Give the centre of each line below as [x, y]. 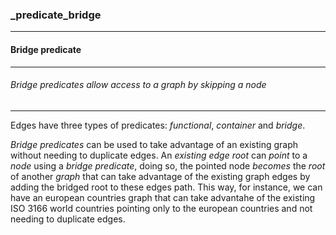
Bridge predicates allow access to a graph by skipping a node [138, 85]
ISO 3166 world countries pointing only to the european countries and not [161, 208]
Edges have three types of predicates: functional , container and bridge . [158, 125]
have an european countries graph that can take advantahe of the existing [163, 197]
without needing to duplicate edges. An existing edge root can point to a [159, 155]
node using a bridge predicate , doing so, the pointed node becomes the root [168, 165]
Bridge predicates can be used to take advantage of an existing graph [154, 144]
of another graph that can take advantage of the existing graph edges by [160, 176]
